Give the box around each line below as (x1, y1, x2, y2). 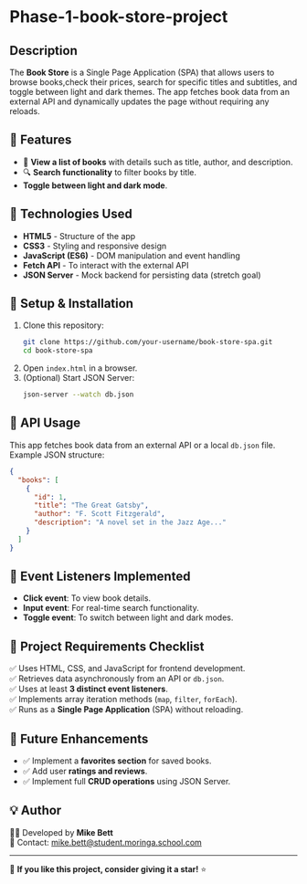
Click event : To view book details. (22, 593, 152, 604)
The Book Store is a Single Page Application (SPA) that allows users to (9, 67, 275, 78)
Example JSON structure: (9, 449, 105, 460)
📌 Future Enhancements (9, 731, 149, 746)
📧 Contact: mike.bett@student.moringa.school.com (9, 837, 203, 847)
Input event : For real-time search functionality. (22, 603, 199, 614)
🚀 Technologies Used (9, 206, 132, 222)
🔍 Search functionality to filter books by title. (22, 166, 196, 177)
